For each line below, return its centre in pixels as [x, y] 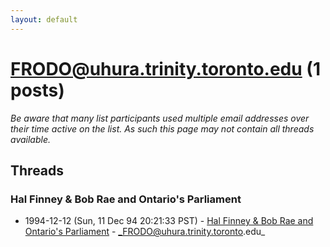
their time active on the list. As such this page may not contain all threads [162, 128]
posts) [37, 90]
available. [31, 139]
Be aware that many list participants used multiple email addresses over [160, 118]
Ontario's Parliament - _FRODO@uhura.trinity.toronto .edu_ [145, 232]
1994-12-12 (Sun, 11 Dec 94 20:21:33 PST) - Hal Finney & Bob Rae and [169, 221]
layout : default [44, 19]
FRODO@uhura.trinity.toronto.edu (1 [165, 68]
